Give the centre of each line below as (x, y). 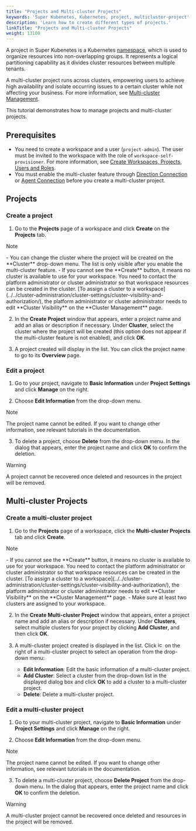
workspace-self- (154, 156)
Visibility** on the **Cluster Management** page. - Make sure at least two (97, 597)
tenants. (16, 69)
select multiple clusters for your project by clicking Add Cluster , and (97, 627)
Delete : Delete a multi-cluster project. (69, 694)
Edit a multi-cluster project (45, 709)
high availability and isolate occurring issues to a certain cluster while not (94, 86)
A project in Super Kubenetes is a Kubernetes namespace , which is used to (97, 50)
